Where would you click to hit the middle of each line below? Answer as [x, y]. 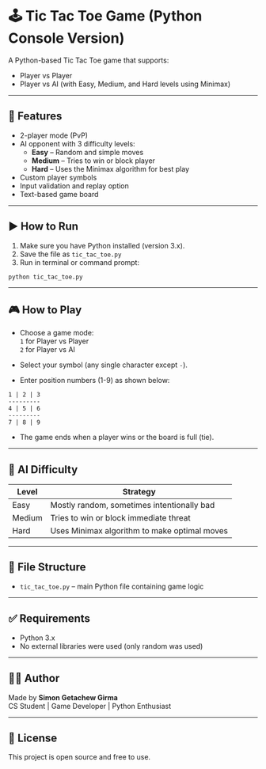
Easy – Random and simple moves [87, 152]
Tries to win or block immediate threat [121, 518]
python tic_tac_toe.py [46, 277]
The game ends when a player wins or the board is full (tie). [117, 438]
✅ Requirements [49, 619]
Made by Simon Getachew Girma [63, 697]
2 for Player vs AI [47, 350]
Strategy [139, 492]
